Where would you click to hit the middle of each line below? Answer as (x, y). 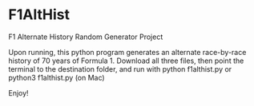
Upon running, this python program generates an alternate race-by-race (127, 52)
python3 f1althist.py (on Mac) (57, 77)
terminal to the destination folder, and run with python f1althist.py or (120, 69)
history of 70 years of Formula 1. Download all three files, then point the (126, 61)
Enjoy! (19, 92)
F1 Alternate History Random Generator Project (86, 37)
